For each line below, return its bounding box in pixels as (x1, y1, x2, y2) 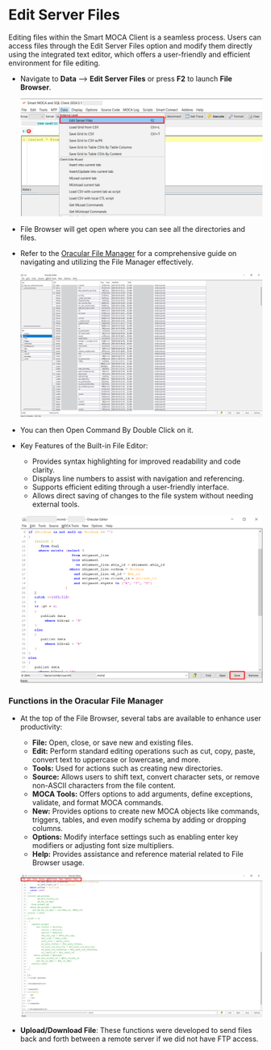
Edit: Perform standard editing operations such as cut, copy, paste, (31, 746, 256, 756)
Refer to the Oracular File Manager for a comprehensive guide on (19, 249, 237, 258)
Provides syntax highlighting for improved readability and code (31, 456, 241, 466)
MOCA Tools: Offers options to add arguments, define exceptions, (31, 789, 253, 799)
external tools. (31, 499, 80, 510)
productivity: (19, 722, 63, 732)
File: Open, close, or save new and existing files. (31, 737, 194, 747)
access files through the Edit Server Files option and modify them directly (8, 40, 252, 50)
